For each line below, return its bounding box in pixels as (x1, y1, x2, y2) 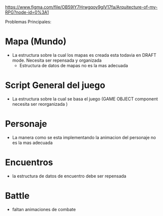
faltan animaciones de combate (12, 206, 76, 212)
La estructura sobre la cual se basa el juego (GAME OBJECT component (12, 96, 158, 102)
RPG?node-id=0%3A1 (5, 9, 49, 15)
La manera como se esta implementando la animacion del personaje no (12, 134, 156, 140)
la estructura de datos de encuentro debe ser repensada (12, 173, 126, 179)
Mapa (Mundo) (5, 36, 67, 47)
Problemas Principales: (5, 19, 51, 24)
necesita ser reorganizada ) (12, 101, 68, 107)
